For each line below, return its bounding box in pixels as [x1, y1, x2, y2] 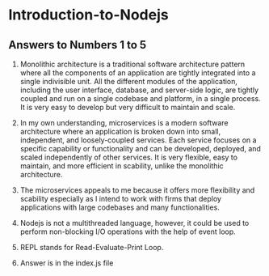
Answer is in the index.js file [19, 258, 114, 268]
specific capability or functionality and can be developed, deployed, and [19, 144, 261, 153]
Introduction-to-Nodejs [8, 6, 169, 24]
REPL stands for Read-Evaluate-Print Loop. [19, 243, 164, 252]
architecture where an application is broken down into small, [19, 127, 221, 136]
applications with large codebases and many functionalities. [19, 202, 220, 212]
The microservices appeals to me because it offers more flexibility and [19, 185, 255, 195]
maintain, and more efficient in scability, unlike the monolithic [19, 161, 224, 171]
